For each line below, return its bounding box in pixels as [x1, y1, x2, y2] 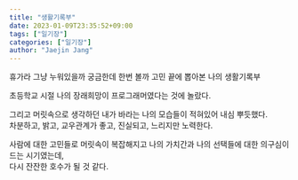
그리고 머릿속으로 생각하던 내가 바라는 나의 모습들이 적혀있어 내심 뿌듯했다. [9, 109, 269, 120]
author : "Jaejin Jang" [9, 46, 93, 55]
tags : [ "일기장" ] [9, 29, 68, 38]
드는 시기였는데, [9, 150, 65, 160]
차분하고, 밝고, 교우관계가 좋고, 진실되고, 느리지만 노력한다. [9, 121, 213, 131]
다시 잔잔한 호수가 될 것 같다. [9, 161, 109, 172]
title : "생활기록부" [9, 12, 77, 22]
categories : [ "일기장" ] [9, 37, 92, 47]
